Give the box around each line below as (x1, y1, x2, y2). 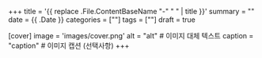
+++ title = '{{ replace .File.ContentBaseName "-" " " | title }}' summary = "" (8, 7, 255, 16)
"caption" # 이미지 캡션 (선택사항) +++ (8, 41, 130, 50)
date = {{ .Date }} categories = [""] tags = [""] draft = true (8, 15, 196, 24)
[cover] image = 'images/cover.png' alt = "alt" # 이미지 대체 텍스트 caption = (8, 31, 254, 40)
